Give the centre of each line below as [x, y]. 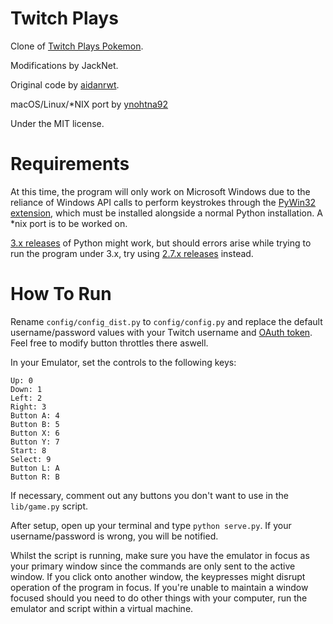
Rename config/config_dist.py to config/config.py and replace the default [166, 321]
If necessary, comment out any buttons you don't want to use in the [149, 495]
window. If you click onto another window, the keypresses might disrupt [158, 576]
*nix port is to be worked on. [69, 223]
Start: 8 [28, 450]
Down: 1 [26, 389]
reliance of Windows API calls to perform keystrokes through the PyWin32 [163, 202]
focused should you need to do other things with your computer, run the [159, 598]
